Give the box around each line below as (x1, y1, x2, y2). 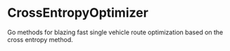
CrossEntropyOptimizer (7, 5, 149, 21)
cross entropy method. (7, 35, 73, 43)
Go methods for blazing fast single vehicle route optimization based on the (7, 28, 224, 36)
